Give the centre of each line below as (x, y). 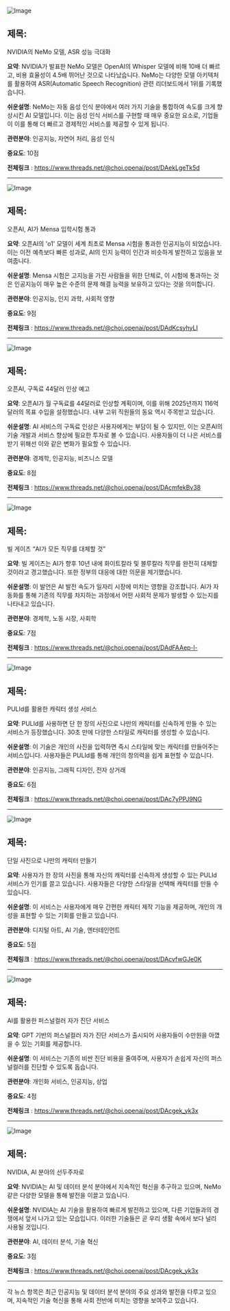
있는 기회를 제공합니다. (52, 1043)
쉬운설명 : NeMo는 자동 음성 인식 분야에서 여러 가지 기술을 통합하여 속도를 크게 (111, 106)
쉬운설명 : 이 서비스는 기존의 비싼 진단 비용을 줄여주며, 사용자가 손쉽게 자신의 (108, 1058)
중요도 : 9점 (22, 313)
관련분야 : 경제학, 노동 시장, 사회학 (52, 619)
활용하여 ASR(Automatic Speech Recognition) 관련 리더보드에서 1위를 (109, 83)
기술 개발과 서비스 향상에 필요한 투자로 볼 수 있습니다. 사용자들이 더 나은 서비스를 (115, 435)
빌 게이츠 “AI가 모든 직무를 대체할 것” (56, 549)
